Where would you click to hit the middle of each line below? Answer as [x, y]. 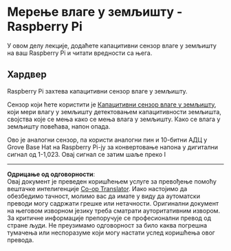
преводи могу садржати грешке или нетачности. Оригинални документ [113, 203]
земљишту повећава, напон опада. [59, 126]
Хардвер [27, 75]
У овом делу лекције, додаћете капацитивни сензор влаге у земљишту [112, 45]
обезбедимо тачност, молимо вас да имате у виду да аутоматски [104, 196]
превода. [21, 240]
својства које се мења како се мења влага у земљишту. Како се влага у [114, 119]
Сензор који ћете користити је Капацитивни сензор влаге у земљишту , [112, 105]
